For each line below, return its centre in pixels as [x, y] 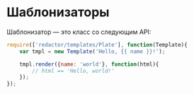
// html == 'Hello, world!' [73, 71]
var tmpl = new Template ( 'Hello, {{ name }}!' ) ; [92, 51]
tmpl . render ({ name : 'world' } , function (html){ [89, 64]
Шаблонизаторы [58, 12]
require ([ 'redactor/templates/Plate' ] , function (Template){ [97, 45]
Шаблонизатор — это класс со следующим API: [79, 32]
